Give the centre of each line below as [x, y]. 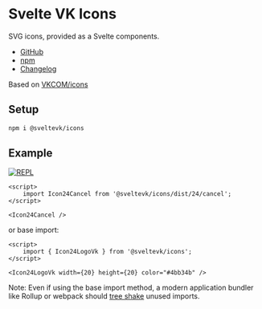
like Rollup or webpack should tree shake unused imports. [104, 296]
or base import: [34, 230]
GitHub [32, 51]
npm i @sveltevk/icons [46, 128]
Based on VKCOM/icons [48, 84]
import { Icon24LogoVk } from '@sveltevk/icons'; [108, 252]
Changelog [38, 68]
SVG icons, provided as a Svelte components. [84, 36]
